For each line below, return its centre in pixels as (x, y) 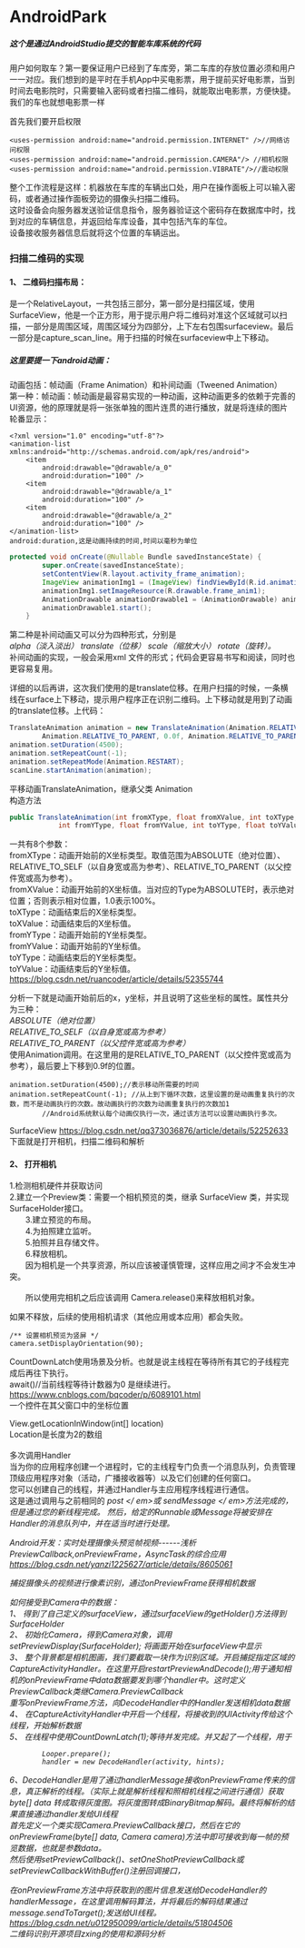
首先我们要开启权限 (45, 122)
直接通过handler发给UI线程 (67, 1815)
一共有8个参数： (40, 844)
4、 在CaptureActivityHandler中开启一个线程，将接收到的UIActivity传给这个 (151, 1715)
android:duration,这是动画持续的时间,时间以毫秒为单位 (103, 541)
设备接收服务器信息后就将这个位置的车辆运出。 (97, 232)
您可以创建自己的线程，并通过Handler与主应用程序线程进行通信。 (132, 1489)
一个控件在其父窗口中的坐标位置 (69, 1406)
